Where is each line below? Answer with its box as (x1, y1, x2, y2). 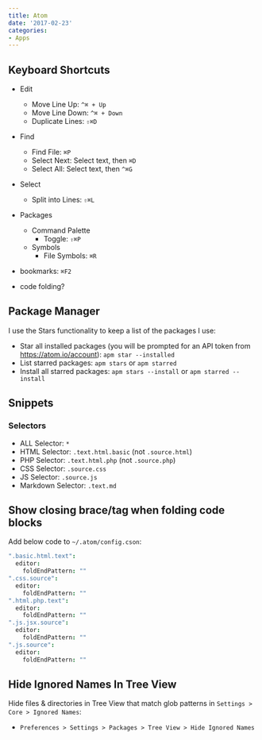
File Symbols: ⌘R (43, 251, 97, 260)
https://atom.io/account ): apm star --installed (19, 349, 175, 359)
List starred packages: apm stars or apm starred (19, 358, 177, 368)
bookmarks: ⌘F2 (19, 267, 71, 276)
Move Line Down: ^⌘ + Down (31, 108, 123, 118)
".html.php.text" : (8, 596, 69, 604)
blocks (8, 515, 43, 529)
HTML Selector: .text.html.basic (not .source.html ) (19, 446, 193, 457)
